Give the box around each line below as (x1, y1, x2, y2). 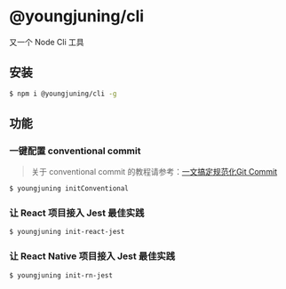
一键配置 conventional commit (9, 144, 141, 157)
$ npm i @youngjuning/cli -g (9, 89, 117, 98)
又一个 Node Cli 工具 (9, 36, 84, 47)
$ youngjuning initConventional (9, 184, 129, 193)
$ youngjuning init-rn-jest (9, 270, 114, 280)
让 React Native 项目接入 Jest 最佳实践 (9, 250, 176, 262)
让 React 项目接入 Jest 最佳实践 (9, 207, 145, 219)
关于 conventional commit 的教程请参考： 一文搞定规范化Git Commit (30, 167, 278, 177)
